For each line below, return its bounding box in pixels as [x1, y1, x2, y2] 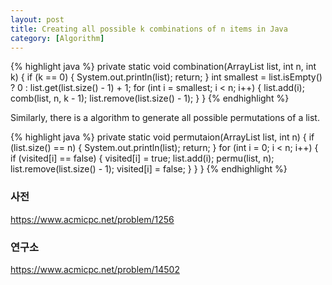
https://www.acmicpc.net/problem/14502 [10, 263, 180, 275]
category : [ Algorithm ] [10, 33, 105, 43]
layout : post [10, 14, 65, 25]
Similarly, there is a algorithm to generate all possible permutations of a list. [10, 112, 320, 124]
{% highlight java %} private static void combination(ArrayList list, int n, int [10, 61, 317, 73]
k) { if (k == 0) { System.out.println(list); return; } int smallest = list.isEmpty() [10, 71, 323, 83]
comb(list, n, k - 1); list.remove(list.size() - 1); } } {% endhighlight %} [10, 92, 290, 105]
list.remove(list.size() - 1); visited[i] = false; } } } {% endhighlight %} [10, 163, 288, 175]
